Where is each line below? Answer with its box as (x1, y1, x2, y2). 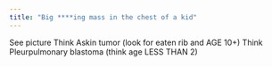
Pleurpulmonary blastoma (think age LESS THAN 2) (9, 46, 198, 57)
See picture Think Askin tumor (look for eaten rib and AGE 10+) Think (9, 37, 263, 48)
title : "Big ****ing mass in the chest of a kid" (9, 12, 198, 22)
